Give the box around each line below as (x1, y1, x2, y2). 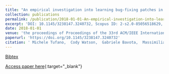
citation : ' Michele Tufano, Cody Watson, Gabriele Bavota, (5, 40, 138, 45)
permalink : (5, 16, 28, 21)
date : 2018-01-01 (5, 26, 42, 31)
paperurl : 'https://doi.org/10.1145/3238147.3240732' (5, 35, 121, 40)
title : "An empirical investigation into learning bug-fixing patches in (5, 7, 163, 12)
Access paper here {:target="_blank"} (5, 63, 82, 69)
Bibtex (5, 53, 19, 59)
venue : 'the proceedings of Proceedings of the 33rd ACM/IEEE (5, 30, 138, 35)
